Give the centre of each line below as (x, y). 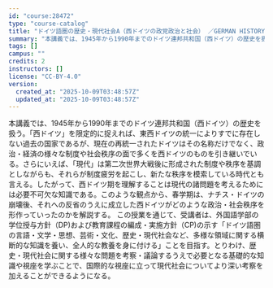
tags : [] (23, 46)
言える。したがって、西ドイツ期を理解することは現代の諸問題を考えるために (136, 185)
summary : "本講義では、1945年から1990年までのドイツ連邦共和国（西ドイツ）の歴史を (135, 39)
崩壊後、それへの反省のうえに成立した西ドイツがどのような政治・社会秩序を (136, 205)
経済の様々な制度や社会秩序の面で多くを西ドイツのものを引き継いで (136, 154)
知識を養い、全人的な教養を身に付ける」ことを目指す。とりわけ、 (139, 246)
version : (23, 84)
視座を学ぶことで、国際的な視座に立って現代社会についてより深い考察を (143, 266)
